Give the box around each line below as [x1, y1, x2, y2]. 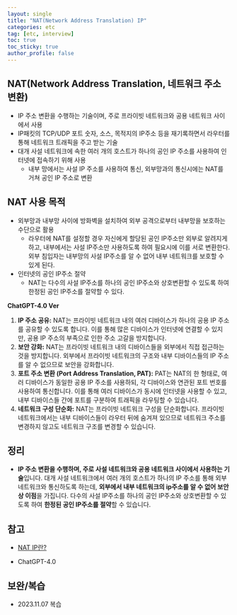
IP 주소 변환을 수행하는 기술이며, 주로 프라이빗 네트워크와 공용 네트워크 [17, 111, 212, 120]
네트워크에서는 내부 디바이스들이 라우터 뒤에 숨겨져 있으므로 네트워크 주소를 [17, 413, 226, 422]
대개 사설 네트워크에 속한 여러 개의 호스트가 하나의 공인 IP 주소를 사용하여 [17, 147, 220, 155]
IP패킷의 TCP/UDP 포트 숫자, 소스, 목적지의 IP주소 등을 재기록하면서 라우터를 [17, 129, 230, 137]
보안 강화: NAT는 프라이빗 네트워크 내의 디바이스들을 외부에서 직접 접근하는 [17, 342, 225, 351]
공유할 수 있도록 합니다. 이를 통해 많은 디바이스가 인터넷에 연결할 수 [25, 325, 210, 333]
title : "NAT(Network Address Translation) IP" [7, 17, 147, 24]
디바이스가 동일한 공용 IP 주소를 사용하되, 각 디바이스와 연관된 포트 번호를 [25, 378, 228, 386]
